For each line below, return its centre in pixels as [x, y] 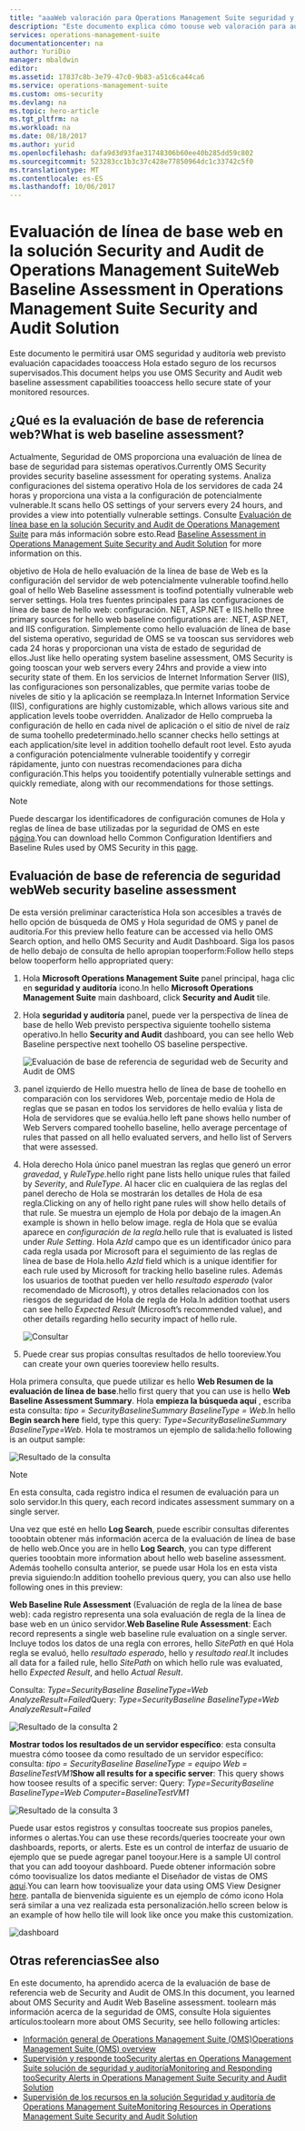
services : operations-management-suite [85, 35]
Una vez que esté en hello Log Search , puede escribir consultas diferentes [149, 1529]
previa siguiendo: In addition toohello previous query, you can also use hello [151, 1577]
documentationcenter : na [56, 43]
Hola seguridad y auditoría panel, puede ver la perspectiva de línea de [155, 1015]
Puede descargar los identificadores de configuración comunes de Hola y [148, 818]
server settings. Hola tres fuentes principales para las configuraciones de [147, 600]
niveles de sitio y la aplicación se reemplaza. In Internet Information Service [150, 696]
